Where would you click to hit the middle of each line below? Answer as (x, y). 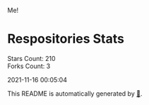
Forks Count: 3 (29, 66)
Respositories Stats (66, 39)
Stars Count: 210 (31, 58)
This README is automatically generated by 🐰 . (75, 93)
